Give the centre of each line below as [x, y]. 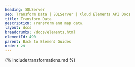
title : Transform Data [28, 19]
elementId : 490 [21, 37]
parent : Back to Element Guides [38, 42]
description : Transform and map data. [45, 23]
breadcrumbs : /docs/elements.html [40, 32]
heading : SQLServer [25, 10]
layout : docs [18, 28]
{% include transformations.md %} [40, 60]
